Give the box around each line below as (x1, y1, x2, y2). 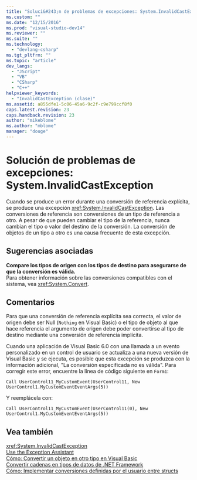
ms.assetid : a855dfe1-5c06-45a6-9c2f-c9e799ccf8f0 (6, 101, 133, 107)
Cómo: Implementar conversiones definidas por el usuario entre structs (6, 467, 179, 475)
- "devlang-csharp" (11, 47, 59, 53)
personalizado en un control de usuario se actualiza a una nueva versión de (6, 349, 189, 356)
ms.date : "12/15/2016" (6, 19, 62, 25)
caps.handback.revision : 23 (6, 112, 75, 118)
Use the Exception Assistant (6, 449, 74, 456)
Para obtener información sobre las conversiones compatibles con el (6, 274, 172, 281)
